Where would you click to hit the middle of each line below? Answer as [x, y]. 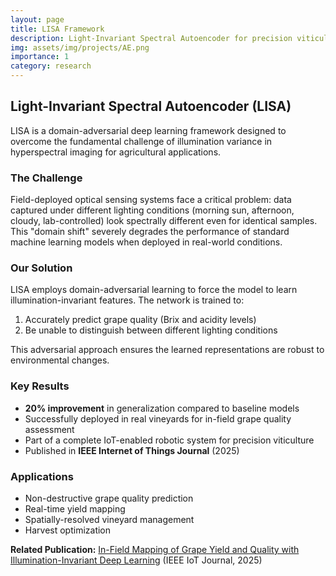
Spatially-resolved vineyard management [109, 519]
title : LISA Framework [57, 29]
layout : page [37, 19]
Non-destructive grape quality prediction [109, 498]
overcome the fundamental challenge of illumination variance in [141, 141]
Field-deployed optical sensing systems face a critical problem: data [151, 200]
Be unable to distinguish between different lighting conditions [151, 330]
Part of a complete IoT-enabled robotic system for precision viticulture [169, 440]
